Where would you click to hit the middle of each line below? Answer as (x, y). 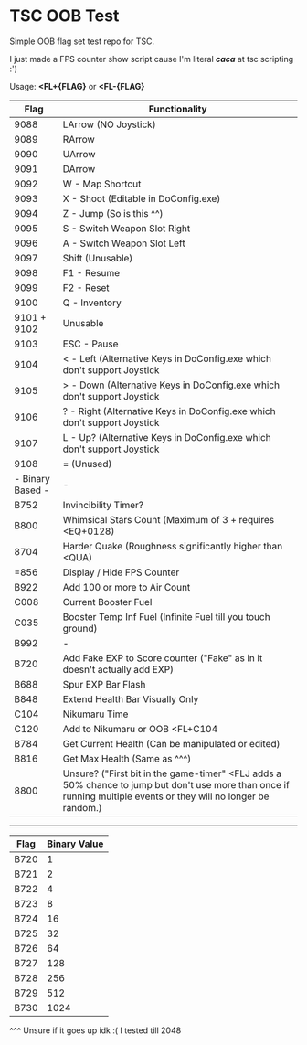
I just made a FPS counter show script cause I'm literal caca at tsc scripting (152, 59)
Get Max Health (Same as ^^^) (127, 758)
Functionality (178, 109)
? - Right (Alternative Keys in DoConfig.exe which (169, 411)
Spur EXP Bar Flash (104, 684)
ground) (80, 628)
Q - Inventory (92, 303)
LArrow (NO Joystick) (110, 124)
